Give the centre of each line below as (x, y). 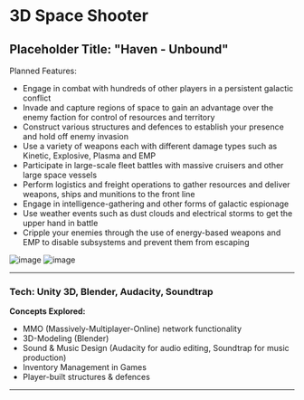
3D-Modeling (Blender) (66, 338)
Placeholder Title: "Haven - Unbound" (119, 49)
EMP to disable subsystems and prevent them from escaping (136, 242)
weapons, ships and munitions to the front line (109, 194)
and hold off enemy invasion (76, 136)
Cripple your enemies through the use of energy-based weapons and (152, 233)
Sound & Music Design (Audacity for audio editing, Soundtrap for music (156, 348)
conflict (37, 98)
